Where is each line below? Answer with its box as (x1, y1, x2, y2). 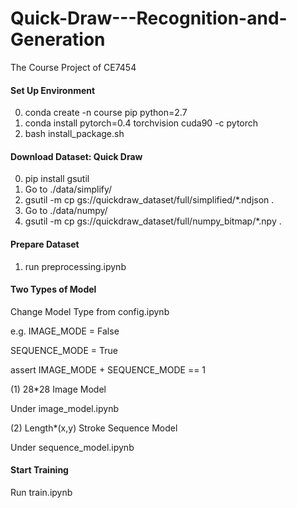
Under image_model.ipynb (10, 402, 119, 414)
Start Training (10, 464, 69, 476)
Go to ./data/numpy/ (24, 205, 108, 217)
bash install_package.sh (24, 128, 125, 140)
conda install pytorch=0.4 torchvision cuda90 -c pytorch (24, 117, 259, 129)
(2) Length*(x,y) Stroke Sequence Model (10, 422, 178, 434)
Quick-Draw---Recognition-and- (10, 7, 288, 30)
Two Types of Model (10, 283, 97, 296)
